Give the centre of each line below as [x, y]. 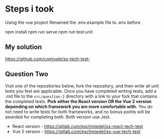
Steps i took [30, 9]
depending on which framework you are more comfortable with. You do [79, 106]
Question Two [27, 74]
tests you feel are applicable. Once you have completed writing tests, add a [81, 91]
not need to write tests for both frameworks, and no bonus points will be [78, 112]
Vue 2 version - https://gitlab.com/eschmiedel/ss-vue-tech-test [76, 131]
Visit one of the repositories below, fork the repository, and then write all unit [82, 86]
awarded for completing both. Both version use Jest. [58, 117]
